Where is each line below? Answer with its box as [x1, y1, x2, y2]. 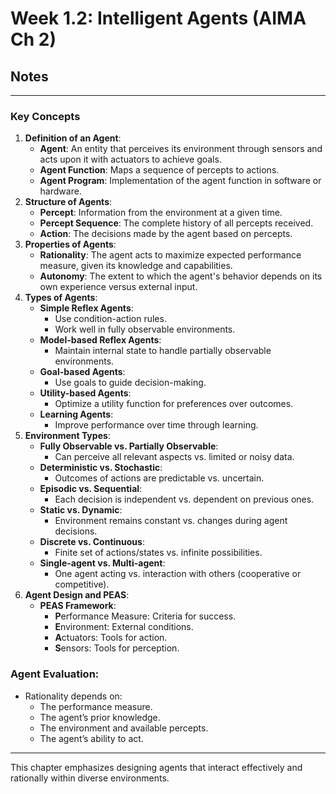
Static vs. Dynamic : [39, 504, 123, 516]
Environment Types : [24, 430, 111, 442]
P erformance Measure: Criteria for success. [54, 610, 237, 622]
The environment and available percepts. [39, 722, 209, 734]
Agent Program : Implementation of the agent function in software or [39, 175, 322, 187]
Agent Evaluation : [10, 667, 100, 681]
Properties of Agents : [24, 238, 117, 251]
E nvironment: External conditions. [54, 621, 194, 633]
